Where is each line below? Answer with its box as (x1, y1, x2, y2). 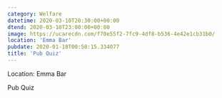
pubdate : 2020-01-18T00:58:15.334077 (7, 43, 120, 50)
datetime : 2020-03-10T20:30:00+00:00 (7, 17, 120, 24)
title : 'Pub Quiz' (7, 50, 62, 58)
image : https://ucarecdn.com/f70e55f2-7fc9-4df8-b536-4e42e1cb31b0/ (7, 30, 216, 38)
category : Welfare (7, 10, 62, 18)
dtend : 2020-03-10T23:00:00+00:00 (7, 23, 111, 31)
